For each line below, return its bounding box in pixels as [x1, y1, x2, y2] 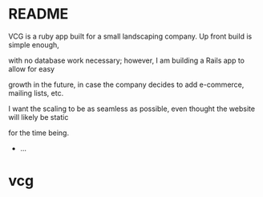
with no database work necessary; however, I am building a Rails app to [8, 55, 245, 65]
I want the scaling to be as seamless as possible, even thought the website [8, 104, 255, 113]
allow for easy [8, 64, 55, 73]
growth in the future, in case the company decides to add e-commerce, [8, 80, 245, 89]
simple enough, [8, 39, 60, 49]
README [8, 5, 69, 23]
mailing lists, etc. [8, 88, 64, 97]
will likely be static [8, 112, 69, 121]
